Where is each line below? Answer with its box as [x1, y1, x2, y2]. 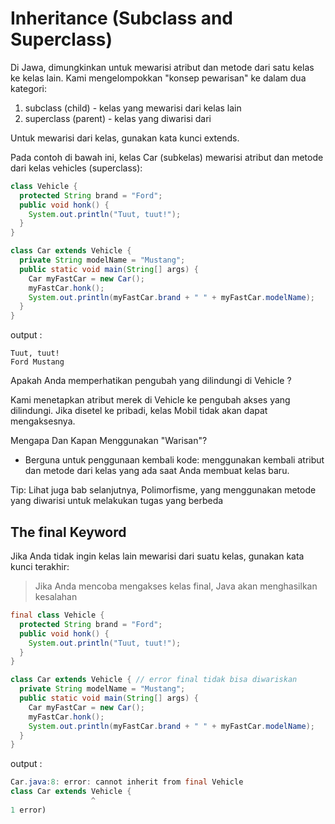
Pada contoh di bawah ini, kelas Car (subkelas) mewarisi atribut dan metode [10, 151, 324, 163]
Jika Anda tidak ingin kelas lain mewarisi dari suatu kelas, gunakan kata [10, 550, 305, 562]
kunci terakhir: [10, 561, 70, 572]
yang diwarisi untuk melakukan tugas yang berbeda [10, 495, 224, 507]
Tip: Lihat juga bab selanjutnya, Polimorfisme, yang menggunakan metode [10, 484, 317, 496]
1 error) [10, 805, 47, 815]
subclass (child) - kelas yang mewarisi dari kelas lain [24, 102, 242, 114]
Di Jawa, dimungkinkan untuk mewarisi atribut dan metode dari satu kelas [10, 61, 315, 73]
